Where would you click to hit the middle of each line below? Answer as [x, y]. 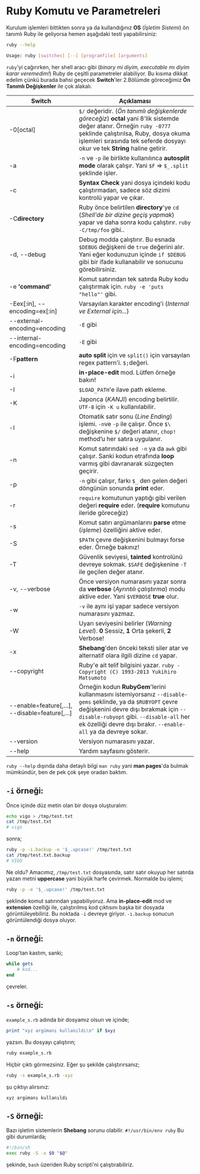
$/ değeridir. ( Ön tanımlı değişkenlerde [133, 111]
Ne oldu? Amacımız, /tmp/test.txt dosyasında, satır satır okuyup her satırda [100, 872]
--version [24, 741]
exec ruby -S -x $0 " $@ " [37, 1153]
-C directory [27, 218]
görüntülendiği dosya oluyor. [41, 920]
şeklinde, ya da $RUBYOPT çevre [135, 701]
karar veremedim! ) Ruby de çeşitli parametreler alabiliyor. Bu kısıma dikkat [97, 73]
